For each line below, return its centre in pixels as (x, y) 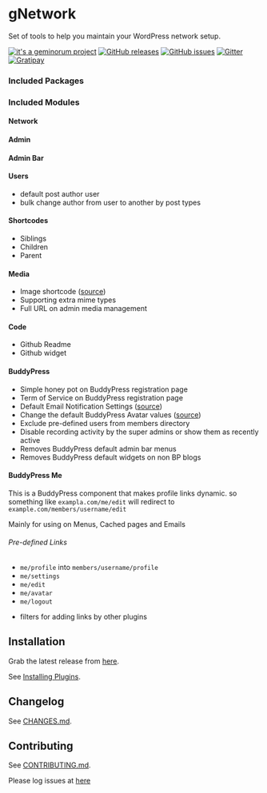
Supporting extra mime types (68, 300)
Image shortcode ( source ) (63, 292)
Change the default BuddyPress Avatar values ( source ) (110, 414)
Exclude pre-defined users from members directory (105, 423)
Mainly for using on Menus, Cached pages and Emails (97, 524)
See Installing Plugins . (45, 676)
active (30, 440)
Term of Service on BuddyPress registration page (102, 397)
